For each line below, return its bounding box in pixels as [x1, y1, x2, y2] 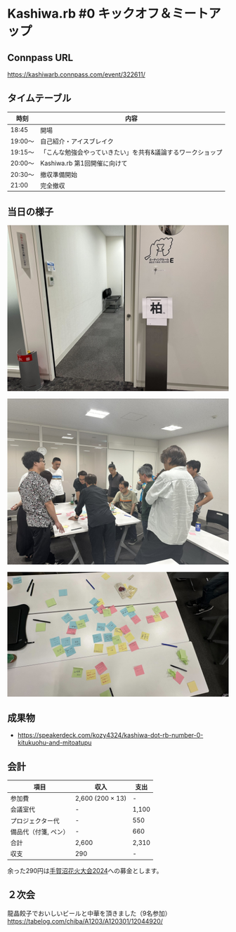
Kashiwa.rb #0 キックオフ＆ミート [7, 6, 209, 22]
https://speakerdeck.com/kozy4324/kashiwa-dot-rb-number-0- [17, 731, 204, 740]
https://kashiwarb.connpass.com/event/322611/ [7, 70, 145, 79]
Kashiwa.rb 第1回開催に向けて [40, 159, 128, 168]
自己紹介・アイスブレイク [40, 137, 114, 145]
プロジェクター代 [10, 816, 60, 825]
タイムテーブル [7, 92, 72, 105]
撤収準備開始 [40, 170, 78, 178]
